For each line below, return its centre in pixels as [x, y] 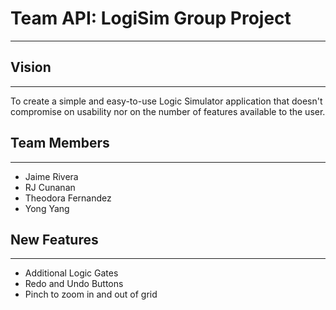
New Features [54, 239]
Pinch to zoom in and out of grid [91, 294]
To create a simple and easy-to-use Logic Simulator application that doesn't [166, 101]
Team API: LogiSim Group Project [151, 18]
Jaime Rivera [51, 176]
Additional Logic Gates [71, 273]
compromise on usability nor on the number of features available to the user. [168, 111]
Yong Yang [47, 208]
